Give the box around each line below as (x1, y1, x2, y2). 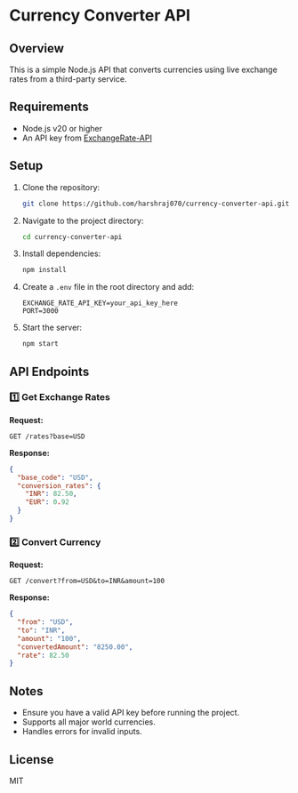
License (9, 752, 54, 767)
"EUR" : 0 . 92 (25, 498, 69, 507)
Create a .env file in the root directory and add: (21, 282, 195, 292)
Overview (9, 41, 65, 56)
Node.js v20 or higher (21, 123, 102, 133)
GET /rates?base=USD (9, 432, 86, 441)
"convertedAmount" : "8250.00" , (17, 642, 133, 652)
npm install (21, 266, 67, 275)
